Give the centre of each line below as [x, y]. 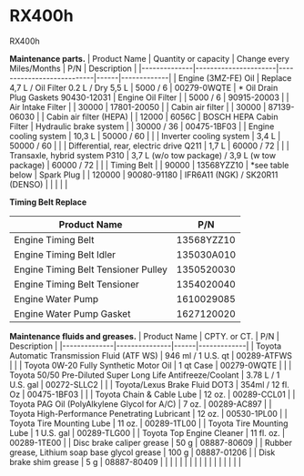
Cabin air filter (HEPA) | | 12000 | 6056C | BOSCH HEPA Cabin [162, 116]
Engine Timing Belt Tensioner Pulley [91, 269]
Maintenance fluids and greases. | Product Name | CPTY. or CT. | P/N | [145, 336]
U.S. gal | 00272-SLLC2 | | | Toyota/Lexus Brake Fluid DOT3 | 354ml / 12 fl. [149, 384]
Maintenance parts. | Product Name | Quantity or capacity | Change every [149, 58]
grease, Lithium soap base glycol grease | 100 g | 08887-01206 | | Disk [142, 452]
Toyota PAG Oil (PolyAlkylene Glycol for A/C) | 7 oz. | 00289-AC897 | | [141, 404]
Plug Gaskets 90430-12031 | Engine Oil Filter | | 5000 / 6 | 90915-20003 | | [149, 97]
